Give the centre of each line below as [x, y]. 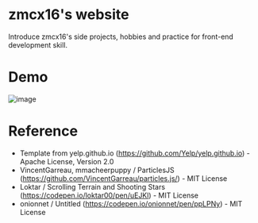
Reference [43, 131]
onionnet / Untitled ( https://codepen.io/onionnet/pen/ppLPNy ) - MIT [131, 203]
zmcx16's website [69, 15]
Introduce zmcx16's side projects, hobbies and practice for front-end [121, 37]
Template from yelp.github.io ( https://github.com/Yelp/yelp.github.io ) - [135, 153]
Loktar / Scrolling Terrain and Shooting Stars [92, 186]
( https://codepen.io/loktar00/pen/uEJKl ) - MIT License [109, 195]
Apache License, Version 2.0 [67, 161]
